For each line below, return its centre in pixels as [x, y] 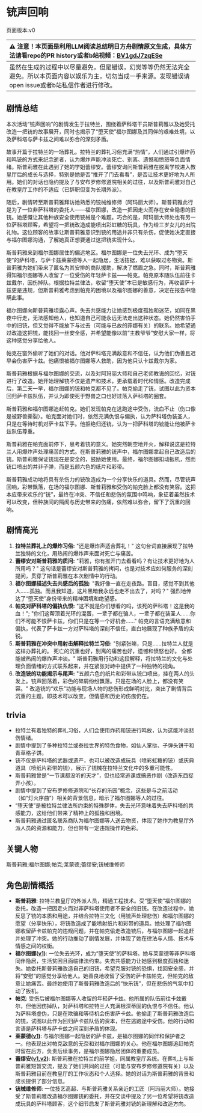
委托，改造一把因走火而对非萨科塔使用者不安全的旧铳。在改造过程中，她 [104, 908]
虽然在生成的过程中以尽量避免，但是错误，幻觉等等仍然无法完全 [100, 67]
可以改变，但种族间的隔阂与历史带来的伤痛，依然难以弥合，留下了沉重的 [96, 502]
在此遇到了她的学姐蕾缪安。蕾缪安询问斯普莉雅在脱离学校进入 [114, 166]
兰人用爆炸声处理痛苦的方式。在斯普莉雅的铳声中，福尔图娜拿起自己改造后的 [101, 451]
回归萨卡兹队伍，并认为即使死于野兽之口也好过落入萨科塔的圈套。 [88, 396]
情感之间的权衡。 [36, 946]
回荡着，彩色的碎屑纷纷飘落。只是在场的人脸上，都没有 [110, 681]
